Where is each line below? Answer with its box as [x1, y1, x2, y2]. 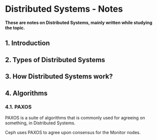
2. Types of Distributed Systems [5, 55, 105, 64]
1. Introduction [5, 39, 50, 47]
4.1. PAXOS [5, 104, 32, 111]
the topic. [5, 24, 25, 30]
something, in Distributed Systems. [5, 120, 76, 126]
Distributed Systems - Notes [5, 3, 123, 15]
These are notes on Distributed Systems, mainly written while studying [5, 20, 153, 25]
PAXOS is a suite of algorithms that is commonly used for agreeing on [5, 115, 145, 120]
